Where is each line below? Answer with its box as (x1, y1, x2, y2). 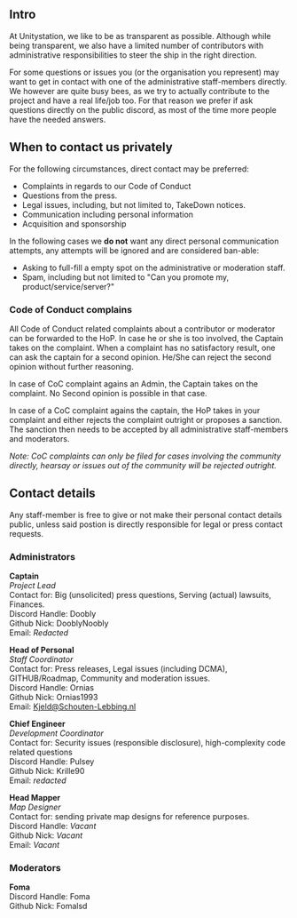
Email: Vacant (9, 840, 60, 850)
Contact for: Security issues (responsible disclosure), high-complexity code (9, 738, 286, 748)
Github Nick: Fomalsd (9, 901, 88, 912)
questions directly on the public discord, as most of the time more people (9, 104, 277, 115)
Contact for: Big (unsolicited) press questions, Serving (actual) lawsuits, (9, 590, 272, 601)
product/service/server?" (21, 281, 115, 291)
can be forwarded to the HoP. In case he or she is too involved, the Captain (9, 332, 284, 343)
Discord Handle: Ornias (9, 683, 95, 693)
